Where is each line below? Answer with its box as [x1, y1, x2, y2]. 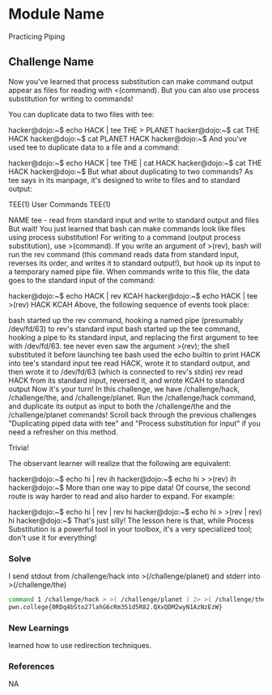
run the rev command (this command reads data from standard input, [8, 249, 240, 259]
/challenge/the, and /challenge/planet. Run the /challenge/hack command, [8, 392, 257, 402]
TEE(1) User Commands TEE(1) [8, 199, 111, 209]
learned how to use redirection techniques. [8, 641, 152, 651]
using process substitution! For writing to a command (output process [8, 232, 241, 242]
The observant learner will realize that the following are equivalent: [8, 458, 232, 468]
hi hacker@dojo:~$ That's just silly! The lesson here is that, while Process [8, 515, 255, 525]
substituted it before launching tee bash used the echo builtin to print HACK [8, 350, 261, 359]
